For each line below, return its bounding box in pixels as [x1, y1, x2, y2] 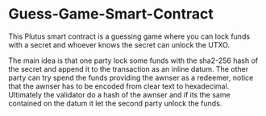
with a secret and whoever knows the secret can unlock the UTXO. [8, 39, 231, 49]
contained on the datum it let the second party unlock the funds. [8, 98, 222, 108]
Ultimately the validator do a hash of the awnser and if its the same [8, 89, 231, 99]
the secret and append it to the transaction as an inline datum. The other [8, 64, 248, 73]
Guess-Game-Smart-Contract [8, 5, 214, 23]
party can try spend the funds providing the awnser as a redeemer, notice [8, 72, 254, 82]
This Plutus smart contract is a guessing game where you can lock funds [8, 31, 251, 41]
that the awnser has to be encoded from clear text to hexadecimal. [8, 81, 230, 91]
